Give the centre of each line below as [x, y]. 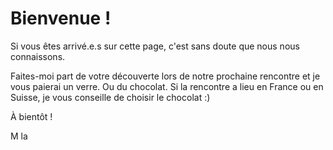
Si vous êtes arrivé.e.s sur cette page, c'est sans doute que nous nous [155, 46]
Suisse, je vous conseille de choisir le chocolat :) [110, 97]
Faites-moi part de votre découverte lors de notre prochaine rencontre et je [165, 76]
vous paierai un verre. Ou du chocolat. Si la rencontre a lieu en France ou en [167, 86]
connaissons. [38, 56]
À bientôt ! [31, 116]
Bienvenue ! [61, 18]
